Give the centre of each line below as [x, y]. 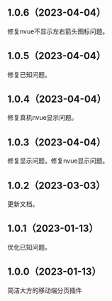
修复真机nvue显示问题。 [43, 118]
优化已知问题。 [29, 247]
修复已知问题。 [29, 74]
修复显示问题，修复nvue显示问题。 [58, 161]
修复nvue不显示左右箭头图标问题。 [58, 31]
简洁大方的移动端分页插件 [45, 290]
